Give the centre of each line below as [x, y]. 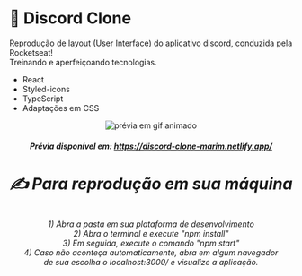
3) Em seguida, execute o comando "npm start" [151, 243]
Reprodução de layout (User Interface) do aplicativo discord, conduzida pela [151, 43]
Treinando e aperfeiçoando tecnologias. [83, 62]
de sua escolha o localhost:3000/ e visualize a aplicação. [151, 263]
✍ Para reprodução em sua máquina [151, 184]
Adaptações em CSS [61, 108]
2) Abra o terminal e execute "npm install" [151, 234]
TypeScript [43, 99]
